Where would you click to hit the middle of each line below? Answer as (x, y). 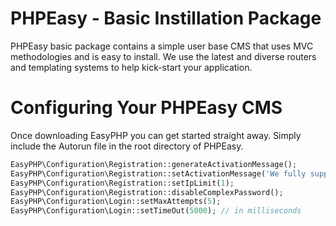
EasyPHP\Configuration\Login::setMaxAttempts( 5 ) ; (116, 202)
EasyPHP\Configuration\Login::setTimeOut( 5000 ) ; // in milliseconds (156, 211)
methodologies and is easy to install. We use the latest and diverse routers (163, 56)
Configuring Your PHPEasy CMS (146, 108)
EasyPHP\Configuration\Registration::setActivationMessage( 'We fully (158, 173)
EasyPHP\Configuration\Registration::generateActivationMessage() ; (154, 164)
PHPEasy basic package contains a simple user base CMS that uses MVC (162, 46)
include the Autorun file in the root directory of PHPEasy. (127, 146)
